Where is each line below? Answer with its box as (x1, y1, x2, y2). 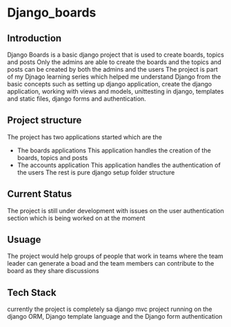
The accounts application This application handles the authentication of (17, 161, 221, 169)
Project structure (7, 115, 82, 126)
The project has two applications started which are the (7, 132, 162, 141)
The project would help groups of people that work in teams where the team (7, 252, 224, 260)
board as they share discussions (7, 267, 99, 275)
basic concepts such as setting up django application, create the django (7, 80, 212, 88)
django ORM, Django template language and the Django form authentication (7, 313, 223, 321)
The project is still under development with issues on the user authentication (7, 206, 224, 215)
